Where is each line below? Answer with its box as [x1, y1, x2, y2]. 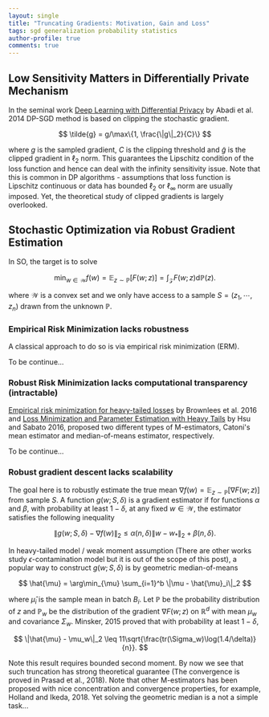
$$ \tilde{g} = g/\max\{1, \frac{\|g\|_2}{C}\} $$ [58, 129, 212, 139]
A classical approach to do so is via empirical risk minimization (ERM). [8, 342, 239, 352]
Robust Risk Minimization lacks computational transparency [8, 377, 248, 388]
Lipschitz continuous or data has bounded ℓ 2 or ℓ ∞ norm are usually [8, 181, 233, 193]
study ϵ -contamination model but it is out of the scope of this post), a [8, 555, 237, 564]
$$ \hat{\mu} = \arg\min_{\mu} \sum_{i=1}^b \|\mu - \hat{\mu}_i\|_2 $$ [18, 579, 252, 589]
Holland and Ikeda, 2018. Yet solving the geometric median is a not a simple [8, 692, 259, 703]
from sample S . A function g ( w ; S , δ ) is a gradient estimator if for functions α [8, 495, 260, 505]
